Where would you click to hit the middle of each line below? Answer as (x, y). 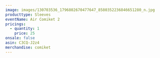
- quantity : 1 (25, 29)
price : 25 (25, 33)
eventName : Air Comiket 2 (32, 19)
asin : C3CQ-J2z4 (22, 43)
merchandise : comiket (28, 47)
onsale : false (20, 38)
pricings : (16, 24)
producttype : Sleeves (28, 15)
